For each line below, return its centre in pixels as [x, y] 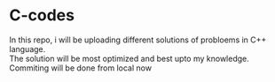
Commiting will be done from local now [81, 68]
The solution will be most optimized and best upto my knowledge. [130, 58]
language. [27, 48]
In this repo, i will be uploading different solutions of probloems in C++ [138, 40]
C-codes [42, 15]
